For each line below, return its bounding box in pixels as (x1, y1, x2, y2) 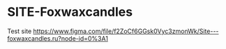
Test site (7, 27, 32, 35)
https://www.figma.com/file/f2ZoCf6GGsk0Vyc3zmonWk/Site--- (33, 27, 219, 35)
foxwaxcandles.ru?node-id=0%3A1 (7, 34, 108, 42)
